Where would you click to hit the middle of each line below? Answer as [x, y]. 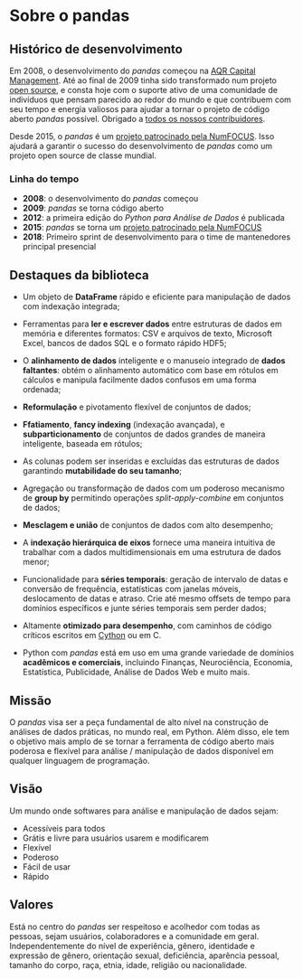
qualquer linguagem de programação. [80, 760]
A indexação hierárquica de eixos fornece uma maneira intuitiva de [149, 542]
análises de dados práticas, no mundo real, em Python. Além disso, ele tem [149, 731]
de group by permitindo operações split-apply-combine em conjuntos [153, 498]
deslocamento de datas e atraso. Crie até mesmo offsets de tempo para [156, 598]
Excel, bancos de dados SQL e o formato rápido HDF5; [124, 344]
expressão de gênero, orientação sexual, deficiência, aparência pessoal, [145, 955]
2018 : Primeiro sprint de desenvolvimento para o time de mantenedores [156, 237]
